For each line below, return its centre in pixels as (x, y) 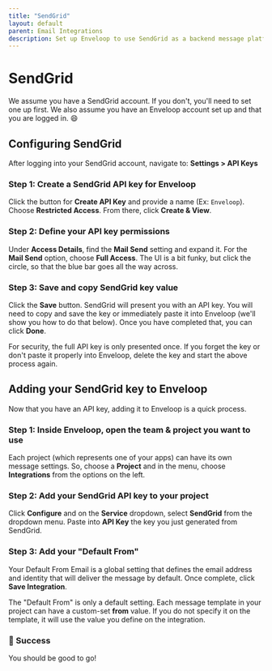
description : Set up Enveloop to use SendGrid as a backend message (126, 38)
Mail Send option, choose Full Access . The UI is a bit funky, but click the (130, 258)
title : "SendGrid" (39, 16)
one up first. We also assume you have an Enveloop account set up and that (135, 109)
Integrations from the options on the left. (77, 474)
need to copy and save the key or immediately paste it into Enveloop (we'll (132, 314)
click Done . (28, 331)
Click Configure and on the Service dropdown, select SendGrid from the (130, 513)
